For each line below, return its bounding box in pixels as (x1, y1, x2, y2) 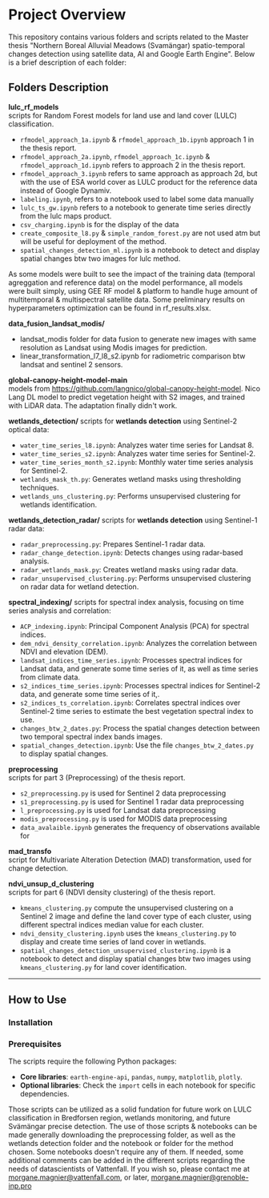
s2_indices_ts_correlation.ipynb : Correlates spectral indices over (19, 698, 241, 707)
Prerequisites (8, 1038, 62, 1049)
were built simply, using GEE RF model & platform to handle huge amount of (8, 286, 258, 295)
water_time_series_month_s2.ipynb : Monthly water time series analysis (19, 457, 254, 467)
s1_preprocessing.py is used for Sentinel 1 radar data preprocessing (19, 796, 244, 806)
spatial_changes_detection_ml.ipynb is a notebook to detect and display (19, 245, 260, 254)
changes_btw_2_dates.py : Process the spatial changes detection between (19, 723, 260, 733)
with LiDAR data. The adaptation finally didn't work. (8, 400, 178, 410)
